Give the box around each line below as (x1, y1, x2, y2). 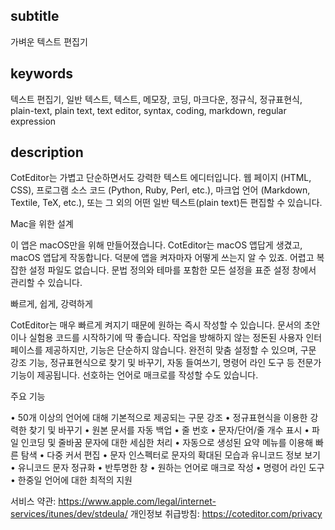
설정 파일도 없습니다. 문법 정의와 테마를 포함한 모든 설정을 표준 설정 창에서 (28, 264, 317, 276)
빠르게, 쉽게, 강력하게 (10, 298, 93, 310)
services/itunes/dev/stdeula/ (10, 508, 128, 520)
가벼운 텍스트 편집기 (10, 35, 88, 48)
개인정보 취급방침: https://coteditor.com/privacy (129, 508, 323, 520)
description (10, 144, 84, 161)
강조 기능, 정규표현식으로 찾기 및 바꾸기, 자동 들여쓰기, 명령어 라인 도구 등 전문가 (10, 357, 322, 369)
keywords (10, 65, 73, 83)
